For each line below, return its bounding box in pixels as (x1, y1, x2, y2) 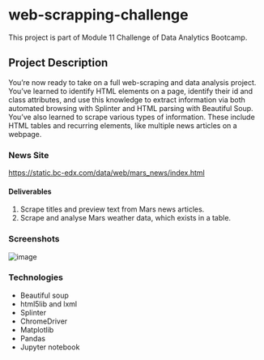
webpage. (8, 129, 42, 139)
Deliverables (8, 186, 52, 196)
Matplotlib (19, 324, 54, 334)
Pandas (19, 333, 46, 343)
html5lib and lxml (19, 298, 78, 309)
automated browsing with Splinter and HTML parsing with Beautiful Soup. (8, 103, 253, 113)
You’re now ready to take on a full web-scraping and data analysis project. (8, 77, 257, 87)
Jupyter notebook (19, 342, 80, 352)
